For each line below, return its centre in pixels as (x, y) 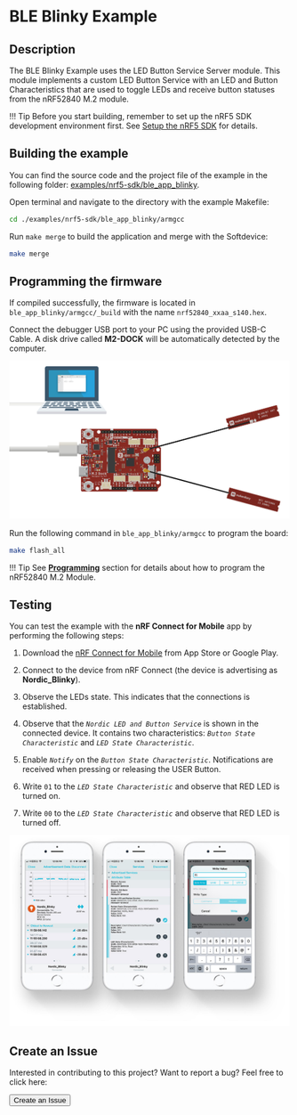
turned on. (41, 796)
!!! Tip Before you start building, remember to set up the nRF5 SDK (130, 116)
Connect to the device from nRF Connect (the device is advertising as (150, 671)
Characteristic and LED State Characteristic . (108, 743)
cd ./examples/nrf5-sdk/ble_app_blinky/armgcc (97, 219)
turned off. (41, 823)
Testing (31, 604)
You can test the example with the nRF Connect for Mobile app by (131, 626)
